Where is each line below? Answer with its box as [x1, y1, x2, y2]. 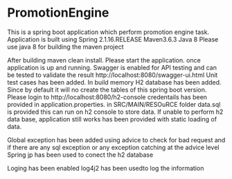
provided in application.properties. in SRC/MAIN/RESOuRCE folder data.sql [7, 100, 221, 108]
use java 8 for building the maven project [7, 42, 124, 51]
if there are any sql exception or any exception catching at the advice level [7, 143, 220, 151]
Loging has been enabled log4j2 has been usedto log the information [7, 164, 204, 172]
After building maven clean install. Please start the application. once [7, 56, 201, 64]
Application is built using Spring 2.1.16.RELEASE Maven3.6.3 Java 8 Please [7, 35, 219, 43]
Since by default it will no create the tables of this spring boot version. [7, 85, 207, 94]
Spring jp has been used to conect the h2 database [7, 151, 154, 159]
